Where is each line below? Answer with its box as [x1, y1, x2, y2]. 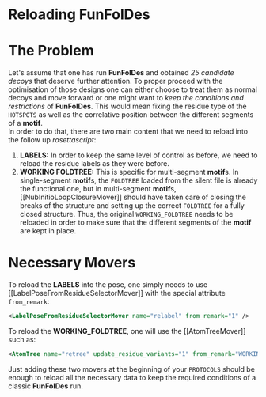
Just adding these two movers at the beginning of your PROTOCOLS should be [8, 364, 256, 373]
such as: [8, 335, 36, 344]
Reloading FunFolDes [8, 6, 150, 24]
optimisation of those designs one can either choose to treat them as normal [8, 85, 257, 94]
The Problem [8, 42, 94, 60]
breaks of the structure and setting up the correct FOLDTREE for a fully [19, 201, 245, 210]
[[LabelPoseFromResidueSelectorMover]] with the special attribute [8, 289, 226, 298]
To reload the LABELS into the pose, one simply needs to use [8, 280, 208, 289]
